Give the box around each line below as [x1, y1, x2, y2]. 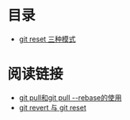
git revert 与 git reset [18, 103, 86, 112]
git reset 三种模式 [18, 34, 76, 44]
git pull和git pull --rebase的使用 [18, 92, 122, 103]
